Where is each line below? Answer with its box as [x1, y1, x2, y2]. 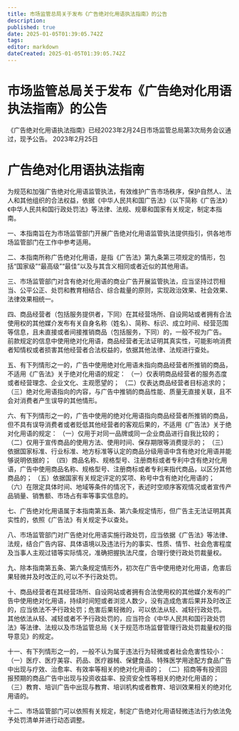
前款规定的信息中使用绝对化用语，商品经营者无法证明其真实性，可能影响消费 [7, 336, 232, 345]
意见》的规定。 [13, 631, 58, 641]
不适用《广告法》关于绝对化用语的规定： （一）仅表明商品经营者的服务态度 [7, 369, 228, 378]
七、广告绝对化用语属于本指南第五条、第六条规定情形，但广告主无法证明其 [7, 506, 225, 515]
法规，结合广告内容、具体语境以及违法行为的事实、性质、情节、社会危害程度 [7, 539, 232, 548]
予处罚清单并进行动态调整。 [7, 715, 89, 724]
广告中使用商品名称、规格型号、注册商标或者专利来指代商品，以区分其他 [19, 464, 232, 473]
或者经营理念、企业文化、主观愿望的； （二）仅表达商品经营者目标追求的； [7, 378, 228, 386]
